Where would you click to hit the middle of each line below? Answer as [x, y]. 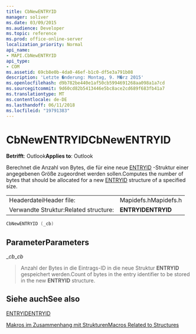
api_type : [18, 61]
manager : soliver [27, 17]
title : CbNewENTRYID [32, 12]
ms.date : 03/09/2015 [32, 22]
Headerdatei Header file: [42, 200]
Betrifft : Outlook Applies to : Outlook [50, 156]
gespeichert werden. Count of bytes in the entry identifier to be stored [105, 274]
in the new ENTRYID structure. [58, 281]
